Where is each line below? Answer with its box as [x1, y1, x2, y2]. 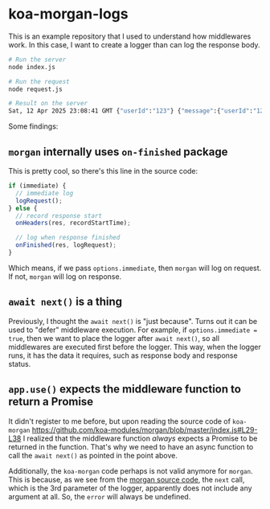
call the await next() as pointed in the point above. [8, 450, 178, 460]
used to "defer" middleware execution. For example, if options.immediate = [8, 325, 258, 335]
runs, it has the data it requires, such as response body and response [8, 351, 239, 360]
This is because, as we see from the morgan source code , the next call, [8, 474, 245, 484]
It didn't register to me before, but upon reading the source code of [8, 416, 231, 426]
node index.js [8, 63, 56, 71]
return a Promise [8, 395, 94, 408]
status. [8, 359, 31, 368]
